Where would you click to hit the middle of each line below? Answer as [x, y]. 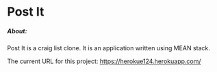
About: [17, 31]
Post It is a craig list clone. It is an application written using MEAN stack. [109, 48]
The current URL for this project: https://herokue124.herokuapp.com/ [104, 61]
